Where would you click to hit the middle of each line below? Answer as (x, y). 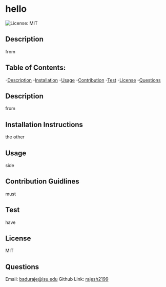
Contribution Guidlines (42, 182)
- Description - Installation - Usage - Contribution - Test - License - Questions (83, 80)
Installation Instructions (44, 124)
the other (15, 137)
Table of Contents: (36, 68)
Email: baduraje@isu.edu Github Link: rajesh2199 (57, 279)
